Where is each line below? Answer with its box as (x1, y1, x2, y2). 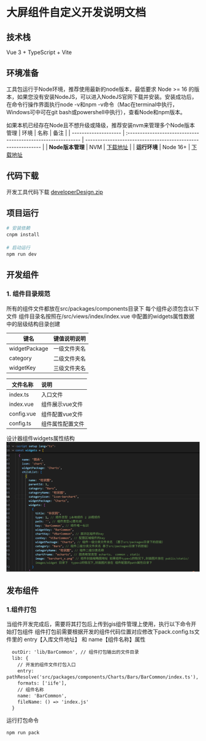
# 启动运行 (6, 245, 31, 251)
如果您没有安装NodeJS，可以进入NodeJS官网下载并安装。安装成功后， (17, 93, 197, 100)
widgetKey (9, 364, 36, 371)
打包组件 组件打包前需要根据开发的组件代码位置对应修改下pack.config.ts (11, 628, 194, 635)
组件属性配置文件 (40, 420, 85, 427)
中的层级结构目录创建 (6, 320, 60, 327)
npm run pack (6, 730, 40, 736)
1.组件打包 (6, 605, 37, 614)
